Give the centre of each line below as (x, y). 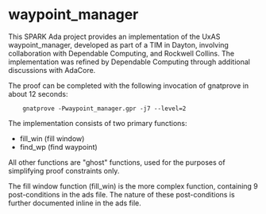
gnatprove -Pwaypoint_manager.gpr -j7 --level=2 (104, 109)
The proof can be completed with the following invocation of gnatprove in (128, 86)
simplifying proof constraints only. (64, 170)
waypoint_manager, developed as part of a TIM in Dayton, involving (118, 44)
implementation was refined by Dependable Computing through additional (129, 62)
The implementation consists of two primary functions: (98, 123)
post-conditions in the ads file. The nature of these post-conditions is (122, 194)
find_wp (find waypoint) (58, 147)
